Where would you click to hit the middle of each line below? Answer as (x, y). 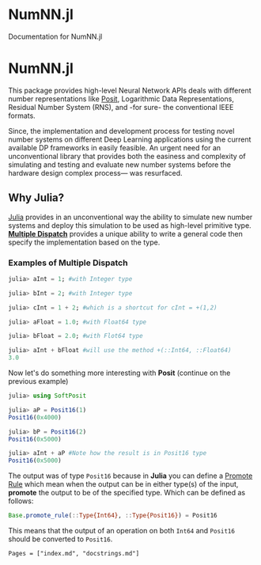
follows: (21, 501)
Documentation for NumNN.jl (55, 36)
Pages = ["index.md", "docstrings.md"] (74, 554)
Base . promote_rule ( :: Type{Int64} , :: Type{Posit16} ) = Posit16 (113, 516)
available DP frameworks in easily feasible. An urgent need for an (115, 147)
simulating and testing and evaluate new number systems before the (120, 165)
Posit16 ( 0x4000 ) (35, 417)
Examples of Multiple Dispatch (68, 263)
